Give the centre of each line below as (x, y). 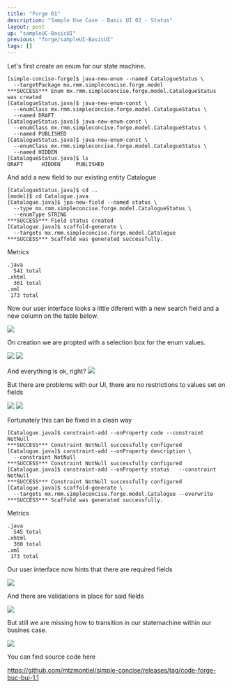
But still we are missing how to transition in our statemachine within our (109, 623)
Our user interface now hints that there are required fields (90, 569)
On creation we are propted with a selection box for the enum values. (107, 342)
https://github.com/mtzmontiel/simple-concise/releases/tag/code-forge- (112, 670)
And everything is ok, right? (47, 371)
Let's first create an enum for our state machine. (77, 66)
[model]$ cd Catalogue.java (48, 196)
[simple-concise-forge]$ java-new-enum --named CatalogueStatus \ (106, 79)
